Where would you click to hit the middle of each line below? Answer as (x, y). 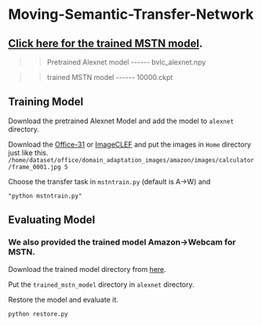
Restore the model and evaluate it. (64, 299)
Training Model (46, 102)
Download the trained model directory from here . (87, 269)
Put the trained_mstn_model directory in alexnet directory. (101, 284)
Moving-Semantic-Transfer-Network (131, 14)
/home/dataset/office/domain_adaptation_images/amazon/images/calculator (131, 160)
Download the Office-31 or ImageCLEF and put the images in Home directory (129, 144)
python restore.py (38, 314)
